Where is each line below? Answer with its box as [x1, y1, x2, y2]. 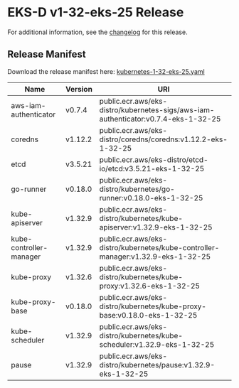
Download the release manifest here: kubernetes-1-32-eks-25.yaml [7, 67, 205, 75]
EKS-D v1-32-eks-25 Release [7, 4, 184, 21]
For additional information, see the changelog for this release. [7, 28, 188, 36]
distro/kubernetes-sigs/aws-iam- [99, 104, 215, 114]
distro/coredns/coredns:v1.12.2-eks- [99, 134, 228, 144]
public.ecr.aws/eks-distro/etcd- [99, 154, 208, 164]
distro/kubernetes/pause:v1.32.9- [99, 360, 216, 370]
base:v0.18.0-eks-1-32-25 [99, 310, 198, 320]
